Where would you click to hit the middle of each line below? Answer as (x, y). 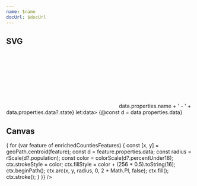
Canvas (20, 131)
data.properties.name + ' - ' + (155, 106)
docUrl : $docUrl (26, 17)
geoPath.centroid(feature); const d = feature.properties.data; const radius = (99, 152)
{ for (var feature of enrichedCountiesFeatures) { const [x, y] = (82, 146)
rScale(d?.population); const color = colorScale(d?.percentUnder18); (90, 158)
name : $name (21, 12)
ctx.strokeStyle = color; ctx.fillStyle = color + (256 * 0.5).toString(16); (91, 165)
